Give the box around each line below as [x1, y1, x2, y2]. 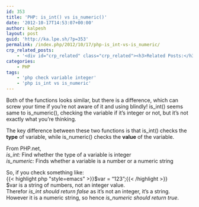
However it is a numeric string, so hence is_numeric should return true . [6, 194, 179, 201]
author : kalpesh [6, 25, 46, 31]
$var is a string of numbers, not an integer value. [6, 181, 126, 189]
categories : [6, 58, 36, 64]
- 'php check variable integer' [17, 75, 97, 81]
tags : [6, 69, 20, 75]
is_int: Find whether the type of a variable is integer [6, 151, 131, 158]
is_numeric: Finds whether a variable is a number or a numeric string [6, 158, 174, 164]
